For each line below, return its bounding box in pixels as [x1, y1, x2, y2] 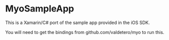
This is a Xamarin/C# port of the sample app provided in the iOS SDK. [5, 19, 150, 25]
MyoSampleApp [5, 3, 74, 14]
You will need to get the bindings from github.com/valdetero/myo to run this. [5, 29, 164, 35]
